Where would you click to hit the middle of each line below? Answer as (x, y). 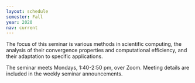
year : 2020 (19, 22)
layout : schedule (27, 11)
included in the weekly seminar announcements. (64, 74)
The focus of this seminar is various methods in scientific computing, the (94, 44)
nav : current (22, 28)
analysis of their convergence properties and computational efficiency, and (97, 50)
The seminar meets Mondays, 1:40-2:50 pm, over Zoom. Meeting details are (98, 68)
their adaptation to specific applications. (55, 56)
